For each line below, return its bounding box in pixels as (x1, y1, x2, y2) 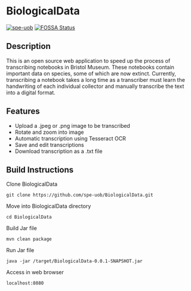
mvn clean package (6, 236, 52, 243)
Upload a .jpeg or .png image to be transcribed (14, 122, 130, 129)
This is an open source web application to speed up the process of (6, 57, 171, 64)
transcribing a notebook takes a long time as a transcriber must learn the (6, 76, 185, 83)
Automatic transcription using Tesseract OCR (14, 134, 127, 142)
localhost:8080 (6, 280, 44, 286)
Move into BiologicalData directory (6, 203, 91, 210)
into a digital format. (6, 88, 56, 96)
